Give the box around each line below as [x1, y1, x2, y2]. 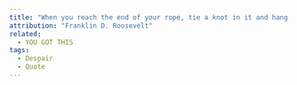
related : [9, 29, 42, 38]
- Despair [17, 54, 53, 63]
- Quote [17, 63, 46, 72]
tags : [9, 46, 29, 55]
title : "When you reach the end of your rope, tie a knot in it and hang [9, 12, 289, 22]
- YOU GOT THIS [17, 37, 74, 47]
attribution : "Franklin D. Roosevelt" [9, 21, 153, 30]
